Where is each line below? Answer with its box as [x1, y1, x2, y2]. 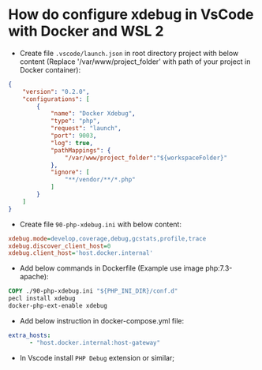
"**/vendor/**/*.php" [64, 176, 136, 184]
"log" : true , [50, 139, 93, 147]
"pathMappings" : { [50, 146, 111, 155]
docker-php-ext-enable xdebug [8, 302, 108, 310]
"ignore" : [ [50, 168, 90, 177]
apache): [19, 272, 49, 282]
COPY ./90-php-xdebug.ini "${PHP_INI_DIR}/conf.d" [8, 287, 178, 295]
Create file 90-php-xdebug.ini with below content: [19, 219, 182, 229]
